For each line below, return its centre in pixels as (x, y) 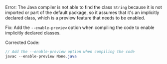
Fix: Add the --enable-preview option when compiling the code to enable (80, 27)
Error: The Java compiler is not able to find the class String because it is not (83, 7)
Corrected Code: (22, 42)
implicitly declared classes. (33, 33)
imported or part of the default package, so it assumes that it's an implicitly (82, 12)
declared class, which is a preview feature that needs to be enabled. (75, 18)
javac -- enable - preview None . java (41, 56)
